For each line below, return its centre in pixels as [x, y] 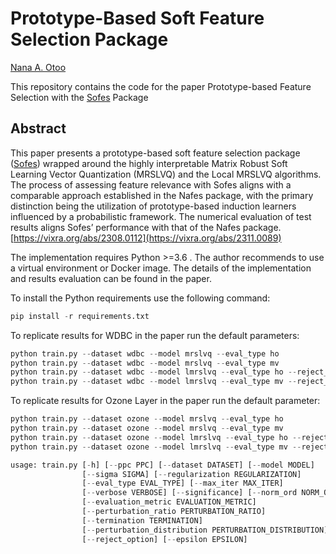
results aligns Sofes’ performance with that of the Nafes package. [146, 227]
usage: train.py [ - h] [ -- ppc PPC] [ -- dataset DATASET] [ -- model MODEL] [162, 465]
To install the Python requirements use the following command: [140, 298]
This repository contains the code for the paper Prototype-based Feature [161, 86]
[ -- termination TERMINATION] [142, 520]
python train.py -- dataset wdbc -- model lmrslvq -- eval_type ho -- [154, 372]
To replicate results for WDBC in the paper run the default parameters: [155, 335]
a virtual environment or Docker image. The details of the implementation [161, 268]
